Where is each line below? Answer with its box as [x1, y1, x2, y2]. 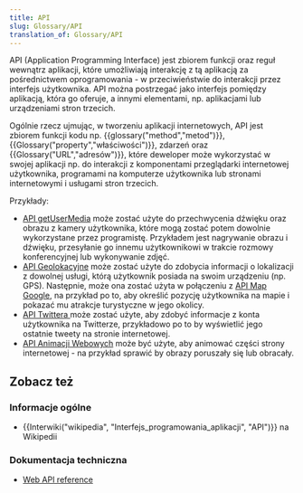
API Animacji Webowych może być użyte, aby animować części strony [22, 338, 285, 349]
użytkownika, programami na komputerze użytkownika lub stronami [9, 168, 261, 179]
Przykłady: [9, 195, 50, 206]
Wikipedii [22, 431, 58, 442]
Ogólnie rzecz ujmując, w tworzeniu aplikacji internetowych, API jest [9, 120, 264, 131]
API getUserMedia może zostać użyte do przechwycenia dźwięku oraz [22, 213, 287, 224]
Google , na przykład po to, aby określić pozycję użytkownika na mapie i [22, 290, 290, 301]
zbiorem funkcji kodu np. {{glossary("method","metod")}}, [9, 130, 225, 141]
